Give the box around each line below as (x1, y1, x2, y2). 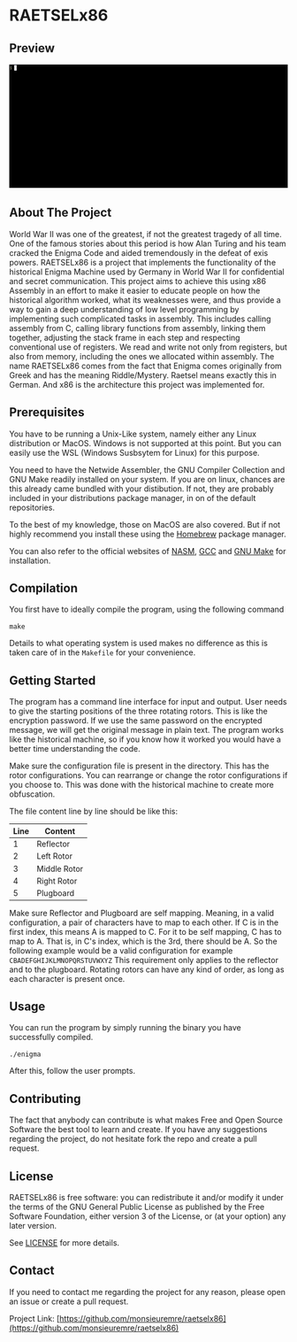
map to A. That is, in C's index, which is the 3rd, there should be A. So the (9, 936, 278, 946)
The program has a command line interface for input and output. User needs (9, 697, 287, 707)
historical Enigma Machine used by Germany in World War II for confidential (9, 266, 285, 277)
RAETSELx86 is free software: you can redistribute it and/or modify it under (9, 1192, 285, 1202)
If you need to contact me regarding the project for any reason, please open (9, 1286, 286, 1297)
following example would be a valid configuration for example (9, 945, 233, 956)
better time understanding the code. (9, 744, 141, 754)
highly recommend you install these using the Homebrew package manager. (9, 528, 287, 539)
